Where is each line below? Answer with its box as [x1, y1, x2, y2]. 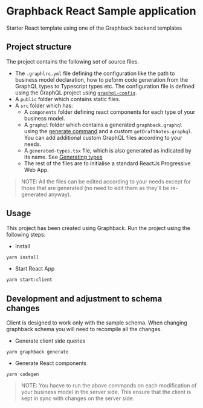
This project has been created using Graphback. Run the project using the [6, 224, 190, 231]
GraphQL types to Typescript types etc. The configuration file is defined [14, 82, 195, 90]
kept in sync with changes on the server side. [21, 395, 135, 402]
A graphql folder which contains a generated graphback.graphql [24, 121, 183, 128]
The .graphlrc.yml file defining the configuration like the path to [14, 70, 175, 77]
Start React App [14, 265, 55, 272]
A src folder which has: [14, 102, 74, 109]
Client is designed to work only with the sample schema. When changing [6, 319, 187, 326]
